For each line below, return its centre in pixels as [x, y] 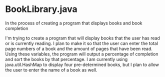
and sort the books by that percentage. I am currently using [66, 59]
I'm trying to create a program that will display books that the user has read [82, 38]
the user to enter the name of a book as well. [51, 70]
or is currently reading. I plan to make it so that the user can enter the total [82, 43]
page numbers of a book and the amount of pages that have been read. [79, 48]
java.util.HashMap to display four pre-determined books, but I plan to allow [82, 64]
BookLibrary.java [41, 9]
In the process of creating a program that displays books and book [74, 23]
